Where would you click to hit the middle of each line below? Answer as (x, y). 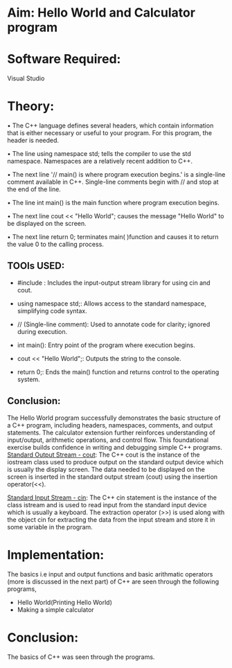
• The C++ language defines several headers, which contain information (110, 125)
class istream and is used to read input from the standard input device (107, 504)
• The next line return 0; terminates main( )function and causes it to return (113, 237)
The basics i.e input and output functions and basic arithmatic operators (110, 574)
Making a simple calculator (56, 609)
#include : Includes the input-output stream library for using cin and (114, 283)
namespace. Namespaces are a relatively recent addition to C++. (100, 161)
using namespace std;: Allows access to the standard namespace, (111, 304)
